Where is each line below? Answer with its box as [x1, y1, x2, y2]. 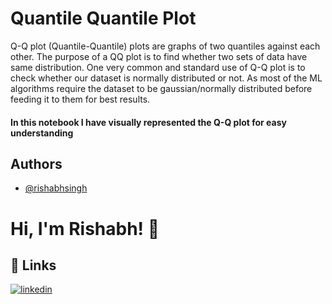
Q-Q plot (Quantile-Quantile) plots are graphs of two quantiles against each [10, 40, 321, 52]
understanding [10, 127, 74, 139]
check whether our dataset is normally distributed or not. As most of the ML [10, 72, 323, 84]
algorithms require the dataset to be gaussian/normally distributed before [10, 82, 313, 94]
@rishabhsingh [24, 182, 88, 194]
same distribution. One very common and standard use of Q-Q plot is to [10, 61, 306, 73]
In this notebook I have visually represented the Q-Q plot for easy [10, 116, 287, 128]
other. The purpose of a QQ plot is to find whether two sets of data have [10, 50, 308, 62]
